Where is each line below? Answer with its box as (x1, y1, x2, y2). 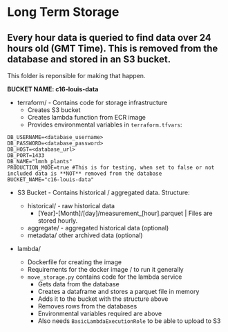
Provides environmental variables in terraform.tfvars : (27, 120, 182, 129)
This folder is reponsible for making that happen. (7, 72, 146, 80)
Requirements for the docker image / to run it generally (27, 266, 184, 273)
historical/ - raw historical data (27, 202, 115, 210)
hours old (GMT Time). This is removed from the (7, 42, 218, 54)
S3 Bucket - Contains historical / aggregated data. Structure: (17, 188, 190, 196)
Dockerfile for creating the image (27, 258, 122, 266)
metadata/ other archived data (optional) (27, 231, 143, 239)
